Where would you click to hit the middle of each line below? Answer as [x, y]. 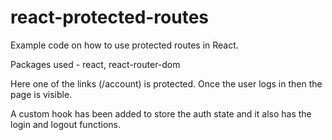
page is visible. [41, 94]
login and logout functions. [65, 124]
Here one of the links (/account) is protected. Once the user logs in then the [166, 83]
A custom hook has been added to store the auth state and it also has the [161, 113]
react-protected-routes [110, 17]
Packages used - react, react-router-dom [95, 64]
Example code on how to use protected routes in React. [124, 45]
